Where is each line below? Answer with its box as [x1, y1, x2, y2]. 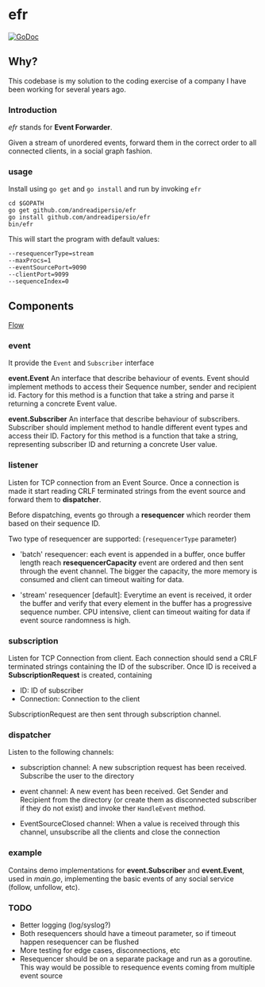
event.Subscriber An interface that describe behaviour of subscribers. [8, 414, 240, 424]
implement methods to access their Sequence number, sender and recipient [8, 382, 257, 391]
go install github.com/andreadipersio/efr [8, 213, 151, 222]
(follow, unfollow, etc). [8, 882, 81, 892]
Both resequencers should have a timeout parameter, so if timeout [19, 928, 236, 938]
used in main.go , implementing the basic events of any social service [8, 873, 234, 884]
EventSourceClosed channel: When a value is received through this [19, 819, 240, 829]
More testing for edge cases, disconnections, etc [19, 945, 181, 955]
